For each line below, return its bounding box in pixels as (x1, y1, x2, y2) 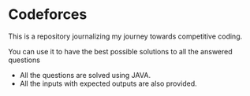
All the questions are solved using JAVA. (19, 70, 151, 79)
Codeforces (8, 6, 88, 24)
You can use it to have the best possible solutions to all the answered (8, 46, 233, 56)
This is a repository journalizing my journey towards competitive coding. (8, 31, 243, 41)
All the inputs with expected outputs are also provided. (19, 79, 197, 88)
